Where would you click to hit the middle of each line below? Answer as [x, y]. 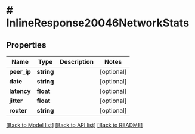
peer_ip [20, 72]
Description [77, 62]
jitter [16, 101]
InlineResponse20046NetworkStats [98, 23]
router [18, 110]
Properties [26, 45]
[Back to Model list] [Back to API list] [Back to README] [75, 125]
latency [20, 91]
